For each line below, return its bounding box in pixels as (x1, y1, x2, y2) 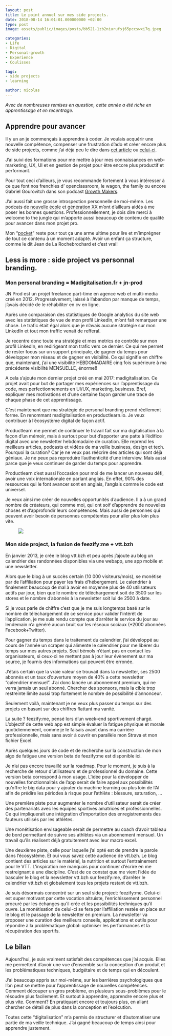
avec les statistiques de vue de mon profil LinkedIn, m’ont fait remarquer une (5, 317, 167, 323)
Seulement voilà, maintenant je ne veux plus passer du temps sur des (5, 700, 152, 706)
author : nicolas (5, 88, 40, 93)
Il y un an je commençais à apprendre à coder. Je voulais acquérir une (5, 135, 154, 142)
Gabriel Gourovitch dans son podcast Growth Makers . (5, 188, 119, 194)
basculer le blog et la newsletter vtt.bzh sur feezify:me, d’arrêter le (5, 874, 146, 880)
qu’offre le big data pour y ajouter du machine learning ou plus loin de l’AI (5, 784, 160, 790)
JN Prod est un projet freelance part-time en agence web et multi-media (5, 291, 158, 297)
